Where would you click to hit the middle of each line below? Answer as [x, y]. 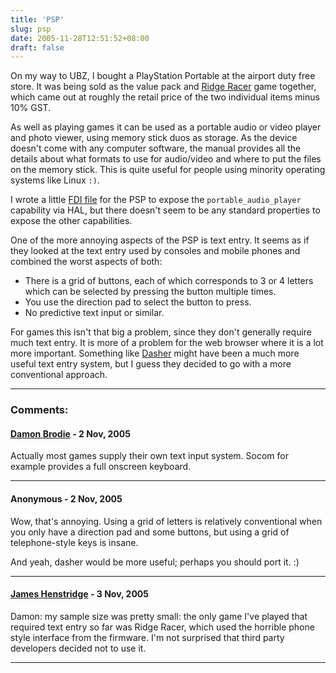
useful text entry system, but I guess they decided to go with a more [151, 364]
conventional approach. [59, 375]
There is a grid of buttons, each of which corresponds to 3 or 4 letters [169, 281]
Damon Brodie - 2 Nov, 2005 [70, 433]
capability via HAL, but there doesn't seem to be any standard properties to [165, 210]
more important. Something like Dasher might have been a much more [155, 353]
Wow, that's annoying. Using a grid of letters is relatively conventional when [166, 521]
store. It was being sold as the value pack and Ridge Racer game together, [163, 87]
